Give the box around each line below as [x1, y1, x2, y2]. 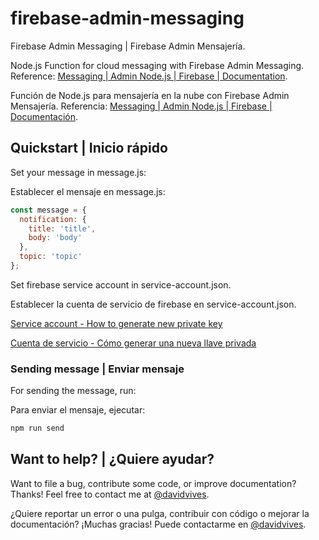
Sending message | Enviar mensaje [10, 362, 185, 376]
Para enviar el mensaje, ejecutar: [10, 404, 146, 416]
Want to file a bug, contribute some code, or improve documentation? [10, 477, 297, 489]
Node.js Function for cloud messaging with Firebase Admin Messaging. [10, 59, 305, 71]
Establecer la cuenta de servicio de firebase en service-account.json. [10, 298, 297, 310]
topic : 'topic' [19, 252, 83, 262]
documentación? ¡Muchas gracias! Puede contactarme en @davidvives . [10, 518, 307, 530]
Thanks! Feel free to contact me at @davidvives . [10, 488, 210, 500]
